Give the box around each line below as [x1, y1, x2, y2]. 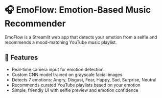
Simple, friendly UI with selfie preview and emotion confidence [11, 87, 139, 93]
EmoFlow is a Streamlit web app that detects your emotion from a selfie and [4, 34, 158, 40]
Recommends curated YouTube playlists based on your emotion [11, 82, 140, 88]
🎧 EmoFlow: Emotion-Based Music [4, 4, 151, 16]
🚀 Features [4, 54, 38, 62]
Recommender [4, 18, 66, 29]
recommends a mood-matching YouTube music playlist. [4, 39, 117, 45]
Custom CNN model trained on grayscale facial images [11, 72, 123, 78]
